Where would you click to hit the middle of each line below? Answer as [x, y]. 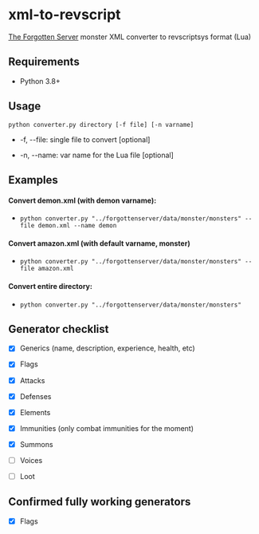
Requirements [44, 62]
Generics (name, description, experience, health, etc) [107, 348]
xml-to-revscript [65, 15]
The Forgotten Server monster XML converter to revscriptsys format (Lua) [130, 37]
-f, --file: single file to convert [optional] [85, 139]
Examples [33, 180]
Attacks [32, 380]
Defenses [35, 396]
